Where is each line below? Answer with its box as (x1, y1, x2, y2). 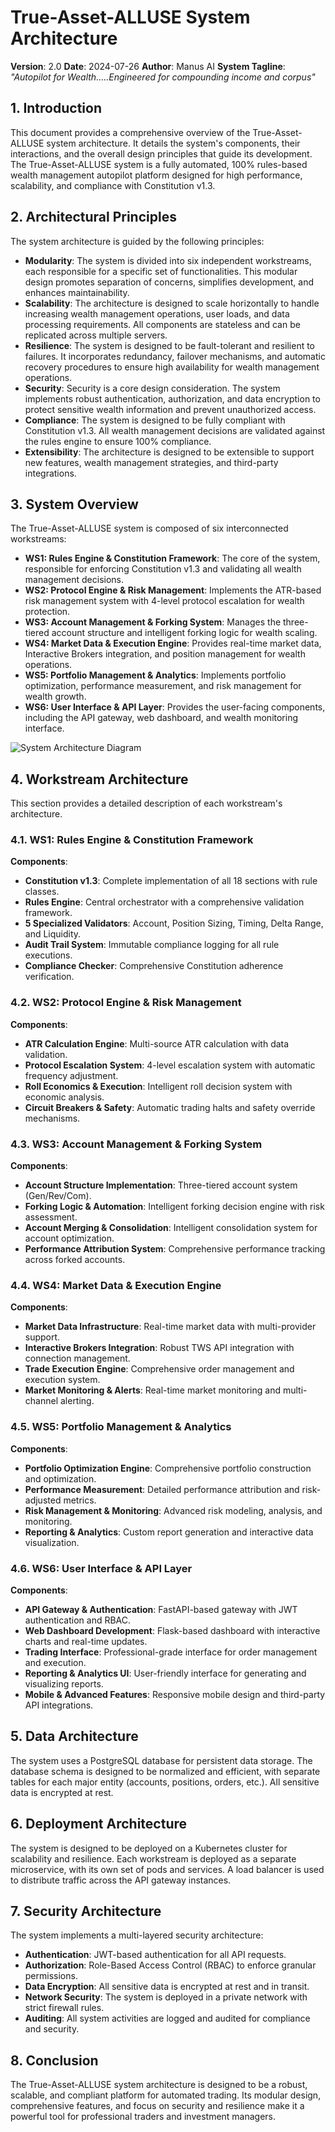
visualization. (24, 1536, 80, 1548)
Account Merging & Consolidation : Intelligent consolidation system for (24, 1222, 318, 1234)
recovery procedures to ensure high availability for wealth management (24, 361, 320, 373)
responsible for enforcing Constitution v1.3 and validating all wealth (24, 563, 302, 575)
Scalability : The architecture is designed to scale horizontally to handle (24, 297, 320, 309)
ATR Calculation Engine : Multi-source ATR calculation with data (24, 1037, 290, 1050)
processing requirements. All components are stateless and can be (24, 318, 301, 330)
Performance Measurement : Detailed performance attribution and (24, 1483, 300, 1495)
